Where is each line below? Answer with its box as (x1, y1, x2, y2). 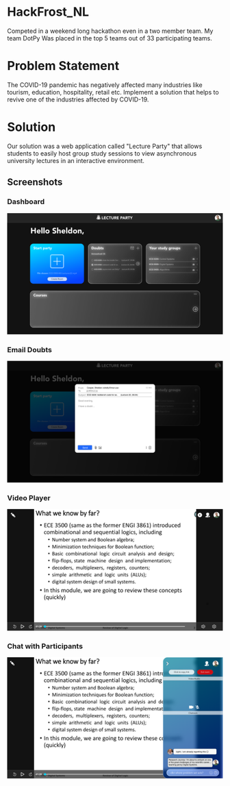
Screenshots (7, 176, 63, 188)
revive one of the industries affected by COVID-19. (7, 95, 149, 103)
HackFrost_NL (7, 4, 90, 20)
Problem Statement (7, 58, 120, 74)
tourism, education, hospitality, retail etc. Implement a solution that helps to (7, 88, 219, 96)
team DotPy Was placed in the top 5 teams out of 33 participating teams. (7, 34, 212, 42)
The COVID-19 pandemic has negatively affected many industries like (7, 80, 203, 89)
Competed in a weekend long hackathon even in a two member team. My (7, 27, 214, 35)
